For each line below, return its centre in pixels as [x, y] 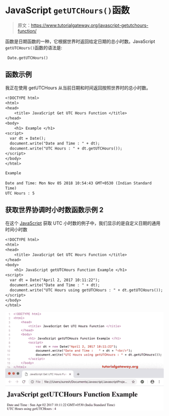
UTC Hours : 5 [20, 193]
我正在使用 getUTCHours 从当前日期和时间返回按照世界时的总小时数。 [78, 88]
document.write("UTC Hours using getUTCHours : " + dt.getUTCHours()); [87, 290]
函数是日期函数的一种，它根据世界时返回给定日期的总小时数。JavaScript [80, 41]
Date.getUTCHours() [28, 58]
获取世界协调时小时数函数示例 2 [55, 210]
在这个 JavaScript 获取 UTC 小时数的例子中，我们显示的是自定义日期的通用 [83, 223]
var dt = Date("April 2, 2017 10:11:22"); [55, 280]
